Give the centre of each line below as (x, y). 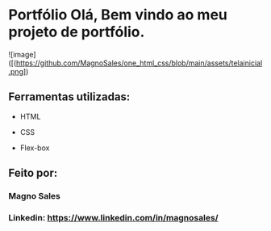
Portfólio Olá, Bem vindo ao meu (118, 15)
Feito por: (33, 173)
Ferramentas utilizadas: (69, 97)
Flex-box (35, 148)
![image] (22, 54)
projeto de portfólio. (77, 32)
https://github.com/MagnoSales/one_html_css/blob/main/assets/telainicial (139, 63)
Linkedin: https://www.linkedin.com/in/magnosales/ (114, 217)
